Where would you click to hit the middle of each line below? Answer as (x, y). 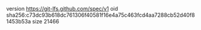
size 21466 (46, 21)
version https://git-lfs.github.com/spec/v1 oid (62, 9)
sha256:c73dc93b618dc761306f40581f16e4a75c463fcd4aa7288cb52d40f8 (101, 15)
